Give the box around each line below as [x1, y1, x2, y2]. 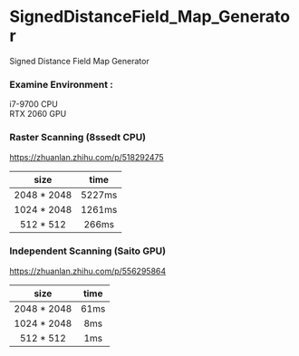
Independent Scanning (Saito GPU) [9, 245, 166, 257]
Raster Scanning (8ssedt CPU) [9, 131, 147, 144]
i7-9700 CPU [9, 99, 59, 110]
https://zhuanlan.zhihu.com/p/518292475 [9, 151, 165, 162]
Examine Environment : [9, 78, 113, 91]
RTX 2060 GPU [9, 109, 67, 120]
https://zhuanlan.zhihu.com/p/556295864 [9, 265, 167, 276]
